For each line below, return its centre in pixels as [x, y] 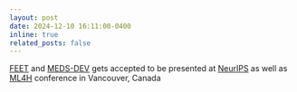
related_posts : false [50, 43]
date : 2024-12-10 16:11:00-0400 [70, 26]
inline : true [34, 34]
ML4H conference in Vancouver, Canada [85, 78]
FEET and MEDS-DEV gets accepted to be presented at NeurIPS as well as [148, 69]
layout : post [34, 18]
